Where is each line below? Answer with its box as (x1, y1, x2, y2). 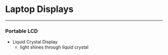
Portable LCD (5, 27, 38, 34)
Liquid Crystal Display (12, 39, 58, 45)
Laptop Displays (5, 3, 74, 15)
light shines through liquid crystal (19, 44, 89, 50)
